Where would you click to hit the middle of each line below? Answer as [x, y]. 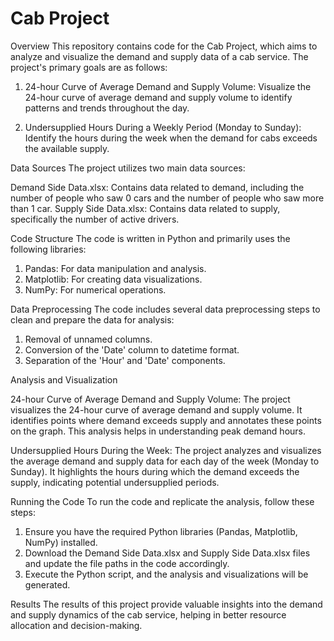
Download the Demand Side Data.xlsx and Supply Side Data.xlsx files [167, 553]
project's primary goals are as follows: [89, 67]
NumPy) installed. [61, 542]
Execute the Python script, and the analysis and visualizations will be [166, 574]
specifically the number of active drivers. [95, 219]
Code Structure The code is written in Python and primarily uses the [150, 238]
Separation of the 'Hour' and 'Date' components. [125, 360]
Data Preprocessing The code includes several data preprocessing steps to [165, 309]
